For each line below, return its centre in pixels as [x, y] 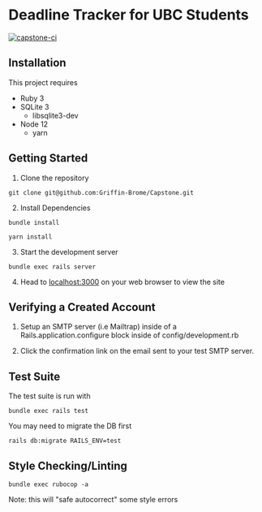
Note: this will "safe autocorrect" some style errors [93, 499]
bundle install [34, 222]
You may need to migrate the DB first [70, 426]
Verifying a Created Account [82, 307]
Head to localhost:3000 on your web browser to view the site [122, 282]
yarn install [30, 237]
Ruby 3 [32, 98]
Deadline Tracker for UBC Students [129, 15]
